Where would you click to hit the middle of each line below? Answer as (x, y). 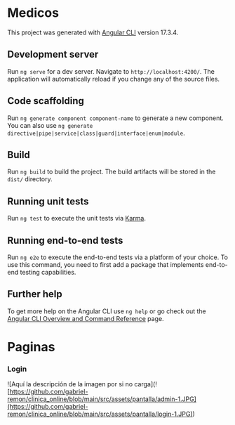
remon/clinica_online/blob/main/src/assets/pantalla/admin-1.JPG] (102, 399)
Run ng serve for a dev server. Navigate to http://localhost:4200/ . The (111, 71)
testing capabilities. (48, 272)
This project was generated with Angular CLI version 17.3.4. (93, 32)
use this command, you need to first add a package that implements (106, 264)
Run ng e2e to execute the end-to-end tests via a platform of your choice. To (118, 257)
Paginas (31, 347)
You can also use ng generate (50, 125)
